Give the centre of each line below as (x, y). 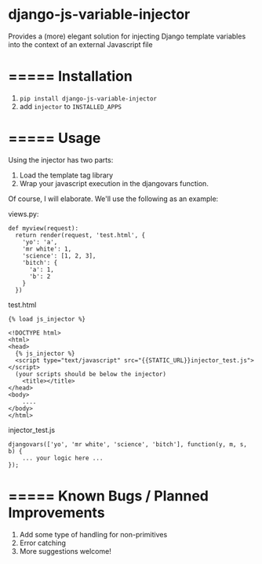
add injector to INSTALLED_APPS (70, 106)
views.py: (24, 214)
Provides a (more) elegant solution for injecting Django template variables (127, 36)
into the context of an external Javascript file (80, 44)
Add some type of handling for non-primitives (93, 534)
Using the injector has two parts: (61, 159)
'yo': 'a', (40, 242)
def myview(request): (44, 228)
